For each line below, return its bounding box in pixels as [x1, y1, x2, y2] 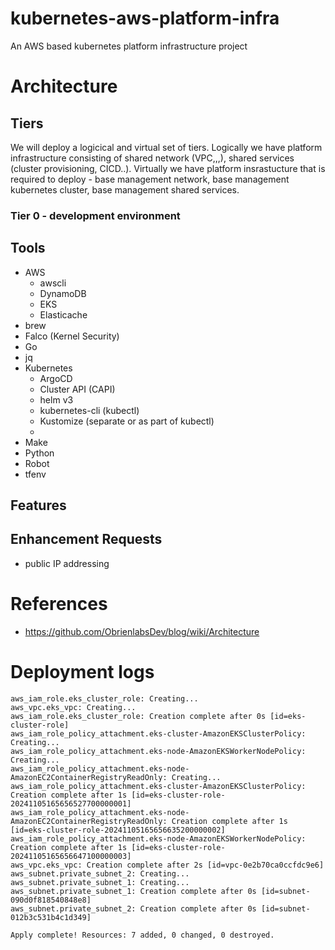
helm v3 [39, 393, 74, 406]
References [10, 593, 108, 616]
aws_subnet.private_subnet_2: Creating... [10, 868, 190, 879]
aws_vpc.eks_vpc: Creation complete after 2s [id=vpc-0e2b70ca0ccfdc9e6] [10, 860, 325, 870]
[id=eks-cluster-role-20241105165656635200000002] [10, 825, 226, 835]
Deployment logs [10, 661, 155, 683]
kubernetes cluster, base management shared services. [10, 183, 240, 196]
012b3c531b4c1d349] [10, 912, 92, 922]
